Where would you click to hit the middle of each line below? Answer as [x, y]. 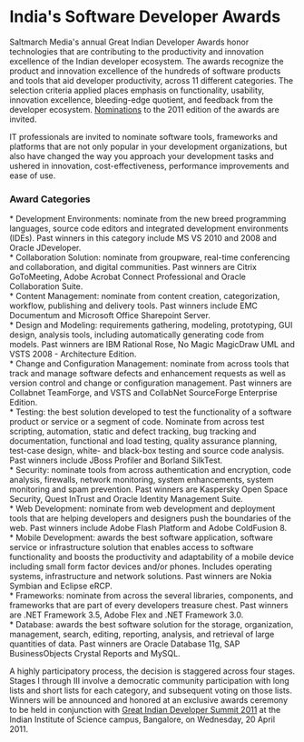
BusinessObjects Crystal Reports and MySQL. [95, 654]
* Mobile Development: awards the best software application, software [142, 537]
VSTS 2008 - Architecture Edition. [73, 354]
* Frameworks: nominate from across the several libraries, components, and [152, 596]
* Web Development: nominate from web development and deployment [142, 509]
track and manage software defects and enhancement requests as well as [147, 374]
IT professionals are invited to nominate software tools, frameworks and [144, 136]
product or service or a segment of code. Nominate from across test [137, 422]
